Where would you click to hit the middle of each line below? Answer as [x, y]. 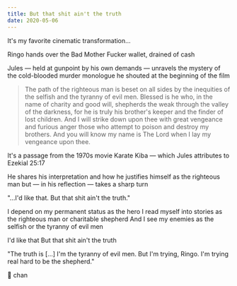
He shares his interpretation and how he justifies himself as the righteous [114, 177]
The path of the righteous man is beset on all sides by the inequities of [127, 89]
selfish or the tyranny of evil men [56, 226]
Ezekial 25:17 [26, 162]
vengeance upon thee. [57, 141]
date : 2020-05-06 [33, 20]
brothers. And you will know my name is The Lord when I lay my [118, 134]
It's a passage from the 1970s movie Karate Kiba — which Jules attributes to [118, 155]
